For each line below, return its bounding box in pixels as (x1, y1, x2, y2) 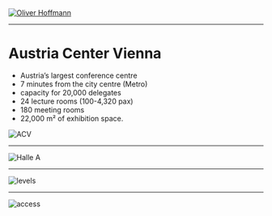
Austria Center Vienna (8, 44, 162, 62)
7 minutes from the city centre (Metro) (19, 79, 148, 89)
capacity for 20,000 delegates (19, 88, 121, 98)
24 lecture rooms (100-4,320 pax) (19, 96, 134, 106)
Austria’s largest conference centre (19, 70, 138, 81)
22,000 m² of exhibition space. (19, 114, 124, 124)
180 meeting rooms (19, 105, 85, 115)
